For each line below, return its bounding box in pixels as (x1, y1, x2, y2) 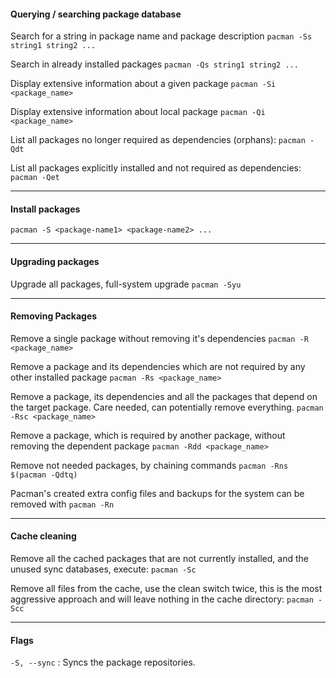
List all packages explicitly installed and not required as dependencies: (10, 162, 302, 174)
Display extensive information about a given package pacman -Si (10, 78, 277, 90)
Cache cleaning (10, 530, 77, 542)
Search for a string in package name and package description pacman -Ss (10, 30, 313, 42)
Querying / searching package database (10, 8, 182, 20)
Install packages (10, 203, 81, 215)
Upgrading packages (10, 256, 100, 267)
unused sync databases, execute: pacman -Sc (10, 563, 197, 575)
